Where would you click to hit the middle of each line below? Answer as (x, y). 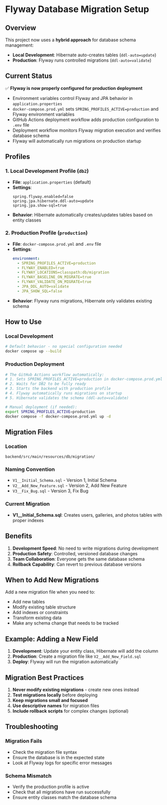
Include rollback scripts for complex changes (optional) (70, 711)
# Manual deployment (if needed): (41, 407)
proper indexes (28, 520)
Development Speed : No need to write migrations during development (86, 548)
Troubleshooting (32, 727)
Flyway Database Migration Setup (77, 9)
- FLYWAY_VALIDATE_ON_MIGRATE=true (54, 282)
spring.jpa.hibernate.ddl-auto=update (53, 201)
